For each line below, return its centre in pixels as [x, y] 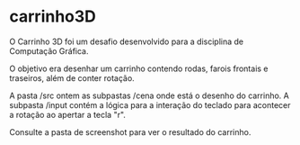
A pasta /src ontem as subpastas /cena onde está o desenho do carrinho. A [149, 95]
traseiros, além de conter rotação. [72, 77]
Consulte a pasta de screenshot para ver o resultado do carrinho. [130, 131]
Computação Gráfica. [49, 50]
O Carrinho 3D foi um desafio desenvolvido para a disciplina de [127, 41]
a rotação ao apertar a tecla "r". [67, 114]
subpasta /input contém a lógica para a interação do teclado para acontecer [150, 104]
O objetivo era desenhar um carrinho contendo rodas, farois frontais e [139, 68]
